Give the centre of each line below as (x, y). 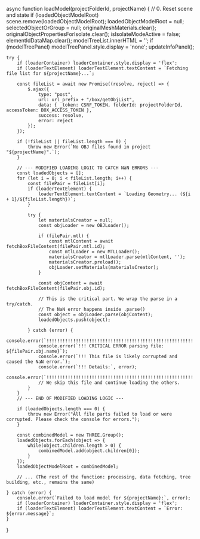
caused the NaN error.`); (38, 362)
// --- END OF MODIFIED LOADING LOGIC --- (70, 398)
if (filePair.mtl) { (64, 236)
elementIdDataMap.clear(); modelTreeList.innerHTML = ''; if (80, 40)
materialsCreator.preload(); (85, 262)
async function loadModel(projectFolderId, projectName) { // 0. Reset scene (99, 9)
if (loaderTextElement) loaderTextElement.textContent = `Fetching (102, 68)
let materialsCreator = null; (76, 220)
